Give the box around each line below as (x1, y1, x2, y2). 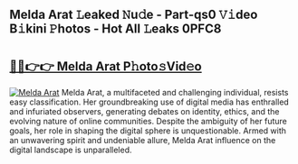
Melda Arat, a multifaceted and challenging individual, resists (61, 87, 289, 97)
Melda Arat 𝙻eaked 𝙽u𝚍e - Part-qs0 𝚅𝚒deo (9, 7, 258, 23)
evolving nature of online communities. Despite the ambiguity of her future (9, 116, 288, 126)
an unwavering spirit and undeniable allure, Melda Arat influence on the (9, 135, 276, 145)
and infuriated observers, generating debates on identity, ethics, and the (9, 106, 280, 116)
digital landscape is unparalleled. (9, 144, 133, 155)
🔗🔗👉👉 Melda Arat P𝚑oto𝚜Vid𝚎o (9, 59, 202, 74)
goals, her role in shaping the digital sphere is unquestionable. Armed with (9, 125, 287, 136)
